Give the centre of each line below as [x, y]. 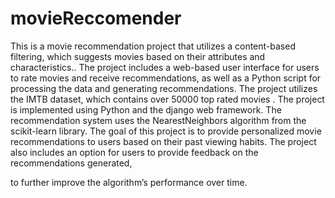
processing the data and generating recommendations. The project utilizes [164, 88]
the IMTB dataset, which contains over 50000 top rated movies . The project [167, 99]
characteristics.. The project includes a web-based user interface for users [165, 67]
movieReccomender [96, 18]
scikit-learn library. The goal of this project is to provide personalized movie [166, 131]
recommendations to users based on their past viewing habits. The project [163, 141]
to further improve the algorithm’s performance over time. [129, 182]
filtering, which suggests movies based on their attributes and [138, 56]
